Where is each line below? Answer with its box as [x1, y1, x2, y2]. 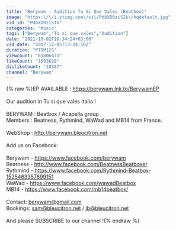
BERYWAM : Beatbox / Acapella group [6, 111, 99, 118]
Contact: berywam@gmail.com [6, 199, 82, 206]
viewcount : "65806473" [6, 53, 62, 59]
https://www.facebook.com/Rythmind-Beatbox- [34, 167, 151, 174]
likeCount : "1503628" [6, 58, 60, 64]
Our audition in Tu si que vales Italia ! [6, 98, 96, 105]
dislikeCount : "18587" [6, 63, 62, 70]
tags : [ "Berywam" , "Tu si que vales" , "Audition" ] [6, 31, 129, 37]
